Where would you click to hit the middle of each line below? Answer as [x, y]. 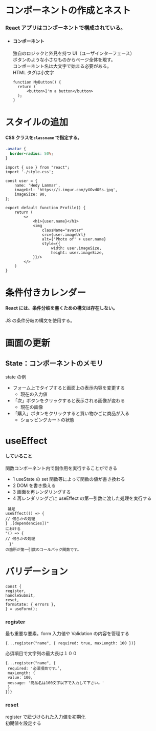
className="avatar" [62, 230]
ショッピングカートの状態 [47, 420]
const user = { [21, 181]
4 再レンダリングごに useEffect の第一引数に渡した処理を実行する [82, 498]
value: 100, [20, 678]
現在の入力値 [34, 394]
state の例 [16, 377]
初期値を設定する [23, 723]
